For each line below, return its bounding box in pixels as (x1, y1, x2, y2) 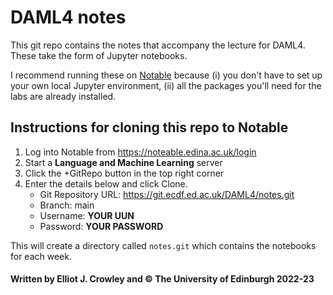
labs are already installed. (10, 90, 117, 102)
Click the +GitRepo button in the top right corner (24, 167, 225, 179)
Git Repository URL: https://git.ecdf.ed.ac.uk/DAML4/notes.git (39, 188, 295, 200)
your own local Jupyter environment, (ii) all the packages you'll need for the (10, 79, 322, 91)
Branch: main (39, 199, 95, 211)
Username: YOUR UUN (39, 209, 135, 221)
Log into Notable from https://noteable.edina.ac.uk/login (24, 146, 257, 158)
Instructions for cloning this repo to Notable (10, 119, 289, 136)
